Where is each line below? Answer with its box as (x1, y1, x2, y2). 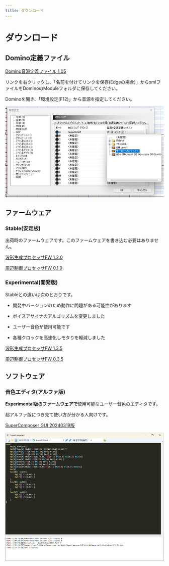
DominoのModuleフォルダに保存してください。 (22, 85, 121, 91)
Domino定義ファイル (5, 54, 70, 63)
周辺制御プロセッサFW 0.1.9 (5, 265, 63, 271)
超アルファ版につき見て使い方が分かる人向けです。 (5, 412, 111, 418)
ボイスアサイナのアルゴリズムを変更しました (12, 313, 105, 319)
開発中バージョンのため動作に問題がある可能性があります (12, 302, 132, 308)
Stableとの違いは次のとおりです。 (5, 291, 75, 298)
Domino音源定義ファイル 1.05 (5, 68, 66, 74)
